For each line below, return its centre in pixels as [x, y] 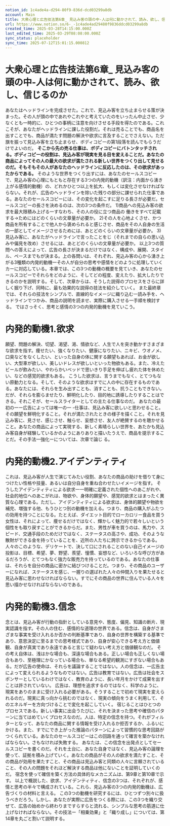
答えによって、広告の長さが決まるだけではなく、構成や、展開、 [84, 250]
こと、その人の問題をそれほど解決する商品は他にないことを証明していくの [83, 768]
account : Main [20, 15]
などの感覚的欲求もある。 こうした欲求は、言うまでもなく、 [77, 375]
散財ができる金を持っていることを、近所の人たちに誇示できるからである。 [83, 540]
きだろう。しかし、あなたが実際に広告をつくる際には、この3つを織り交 [88, 799]
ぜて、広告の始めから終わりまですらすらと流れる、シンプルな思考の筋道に [83, 806]
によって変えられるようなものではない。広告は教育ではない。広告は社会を [83, 672]
